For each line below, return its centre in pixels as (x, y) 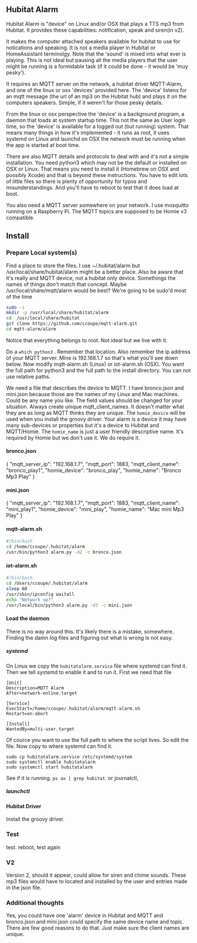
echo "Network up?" (30, 600)
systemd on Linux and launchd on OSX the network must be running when (96, 139)
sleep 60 (17, 589)
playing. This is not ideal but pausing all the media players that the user (92, 60)
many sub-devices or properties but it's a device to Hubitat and (83, 425)
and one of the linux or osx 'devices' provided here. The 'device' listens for (97, 90)
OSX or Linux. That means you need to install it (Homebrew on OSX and (93, 169)
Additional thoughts (35, 903)
